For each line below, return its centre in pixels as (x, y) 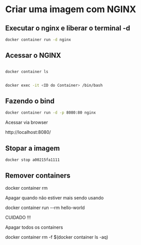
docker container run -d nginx (38, 40)
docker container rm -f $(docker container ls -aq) (57, 237)
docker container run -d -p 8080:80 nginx (51, 113)
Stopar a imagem (33, 148)
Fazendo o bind (30, 101)
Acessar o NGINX (33, 56)
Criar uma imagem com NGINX (71, 9)
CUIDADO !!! (18, 217)
